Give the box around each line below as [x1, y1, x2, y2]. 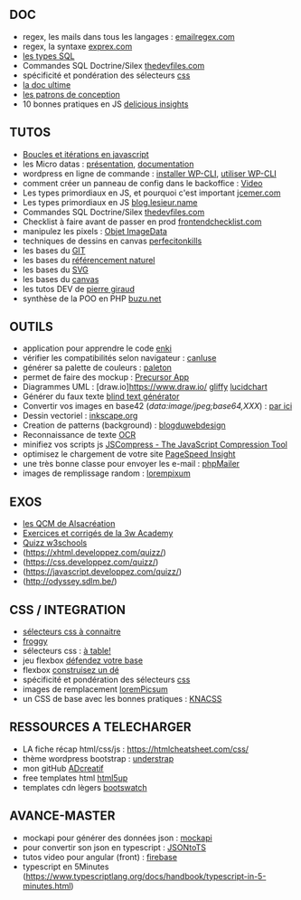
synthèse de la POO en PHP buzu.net [22, 293, 162, 304]
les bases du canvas [22, 273, 99, 284]
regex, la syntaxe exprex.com [22, 41, 133, 52]
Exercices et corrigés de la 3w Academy [22, 528, 174, 539]
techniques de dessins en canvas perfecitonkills [22, 235, 202, 246]
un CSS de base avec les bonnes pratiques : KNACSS [22, 694, 222, 705]
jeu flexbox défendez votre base [22, 655, 143, 666]
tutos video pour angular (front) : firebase [22, 851, 178, 862]
